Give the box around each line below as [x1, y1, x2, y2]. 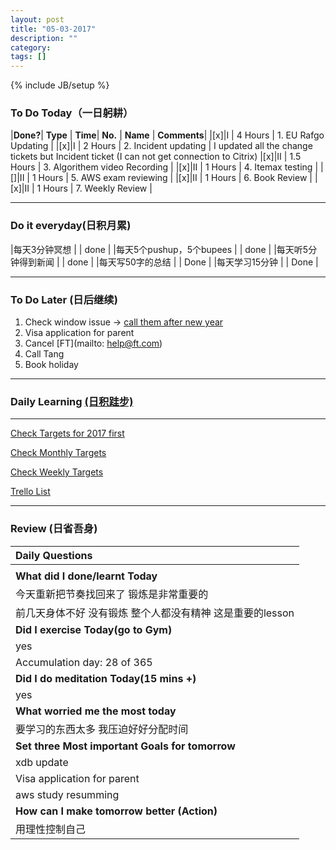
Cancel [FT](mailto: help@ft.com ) [24, 337, 163, 350]
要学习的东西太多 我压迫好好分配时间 [15, 722, 189, 736]
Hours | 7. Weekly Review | [43, 182, 153, 195]
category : [10, 42, 52, 53]
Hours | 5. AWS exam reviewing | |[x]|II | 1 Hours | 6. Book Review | [38, 172, 313, 184]
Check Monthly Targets [10, 447, 107, 459]
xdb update [15, 755, 69, 769]
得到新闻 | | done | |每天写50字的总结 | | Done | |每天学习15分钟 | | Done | [18, 256, 319, 268]
